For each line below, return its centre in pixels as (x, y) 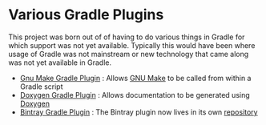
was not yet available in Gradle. (60, 62)
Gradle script (41, 87)
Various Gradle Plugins (86, 15)
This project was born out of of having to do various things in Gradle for (127, 37)
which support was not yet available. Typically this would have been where (132, 45)
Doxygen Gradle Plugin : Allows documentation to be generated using (135, 95)
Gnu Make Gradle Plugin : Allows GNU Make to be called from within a (135, 78)
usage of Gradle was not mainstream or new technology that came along (129, 54)
